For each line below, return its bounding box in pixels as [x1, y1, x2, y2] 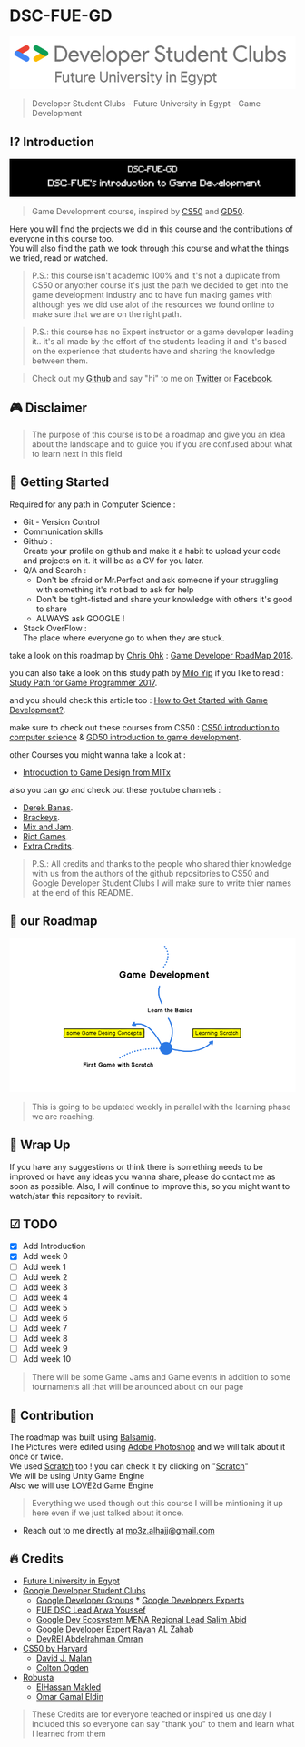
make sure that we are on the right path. [31, 308, 182, 319]
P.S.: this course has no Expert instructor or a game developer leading [31, 326, 294, 337]
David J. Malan [35, 1653, 93, 1663]
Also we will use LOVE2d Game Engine [9, 1480, 154, 1491]
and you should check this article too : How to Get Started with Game [9, 694, 269, 705]
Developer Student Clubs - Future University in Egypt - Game [31, 98, 261, 109]
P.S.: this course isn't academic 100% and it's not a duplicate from [31, 270, 280, 281]
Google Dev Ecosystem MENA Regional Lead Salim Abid [35, 1613, 247, 1624]
